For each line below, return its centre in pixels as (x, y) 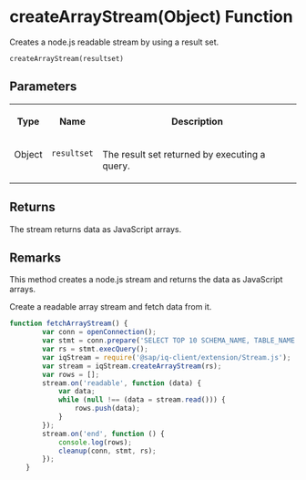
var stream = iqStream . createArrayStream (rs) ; (132, 366)
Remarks (36, 257)
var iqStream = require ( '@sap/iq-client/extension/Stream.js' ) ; (167, 357)
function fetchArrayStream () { (69, 324)
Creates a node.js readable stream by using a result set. (114, 42)
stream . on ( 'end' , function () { (104, 434)
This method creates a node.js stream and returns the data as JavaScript (146, 280)
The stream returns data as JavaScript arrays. (96, 229)
